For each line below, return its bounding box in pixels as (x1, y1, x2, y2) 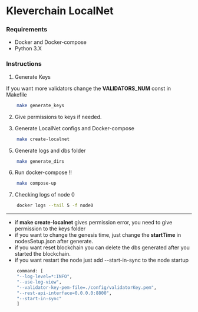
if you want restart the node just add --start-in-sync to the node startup (14, 256, 189, 264)
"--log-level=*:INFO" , (16, 274, 72, 279)
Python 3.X (14, 45, 42, 52)
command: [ (16, 268, 44, 274)
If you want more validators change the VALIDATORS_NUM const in (6, 85, 171, 92)
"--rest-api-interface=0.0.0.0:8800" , (16, 290, 112, 296)
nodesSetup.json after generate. (14, 238, 93, 245)
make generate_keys (16, 102, 65, 108)
